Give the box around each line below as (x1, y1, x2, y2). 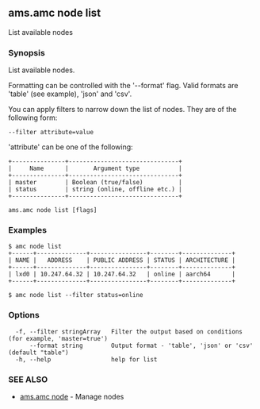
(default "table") (8, 349, 69, 357)
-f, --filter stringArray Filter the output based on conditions (15, 327, 243, 336)
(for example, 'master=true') (8, 334, 109, 342)
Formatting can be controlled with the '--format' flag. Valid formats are (8, 81, 239, 91)
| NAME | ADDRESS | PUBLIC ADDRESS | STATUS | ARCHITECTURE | (8, 257, 236, 264)
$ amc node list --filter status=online (8, 291, 144, 299)
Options (8, 310, 40, 321)
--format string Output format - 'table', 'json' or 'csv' (29, 341, 254, 349)
